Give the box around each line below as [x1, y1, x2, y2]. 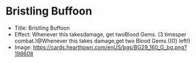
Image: [14, 44, 32, 51]
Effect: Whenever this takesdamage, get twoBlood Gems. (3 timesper [14, 30, 187, 38]
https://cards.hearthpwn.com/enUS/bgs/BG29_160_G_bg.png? [33, 44, 188, 51]
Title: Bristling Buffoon [14, 24, 70, 31]
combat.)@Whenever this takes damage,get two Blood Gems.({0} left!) [14, 37, 191, 44]
